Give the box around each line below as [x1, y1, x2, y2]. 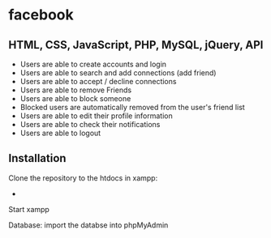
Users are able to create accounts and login [19, 59, 167, 69]
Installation [8, 151, 67, 165]
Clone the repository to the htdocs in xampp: [8, 172, 158, 183]
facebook [8, 6, 75, 24]
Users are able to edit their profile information [19, 111, 173, 121]
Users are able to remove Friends [19, 85, 132, 95]
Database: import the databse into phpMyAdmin [8, 220, 169, 230]
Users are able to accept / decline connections [19, 77, 177, 86]
